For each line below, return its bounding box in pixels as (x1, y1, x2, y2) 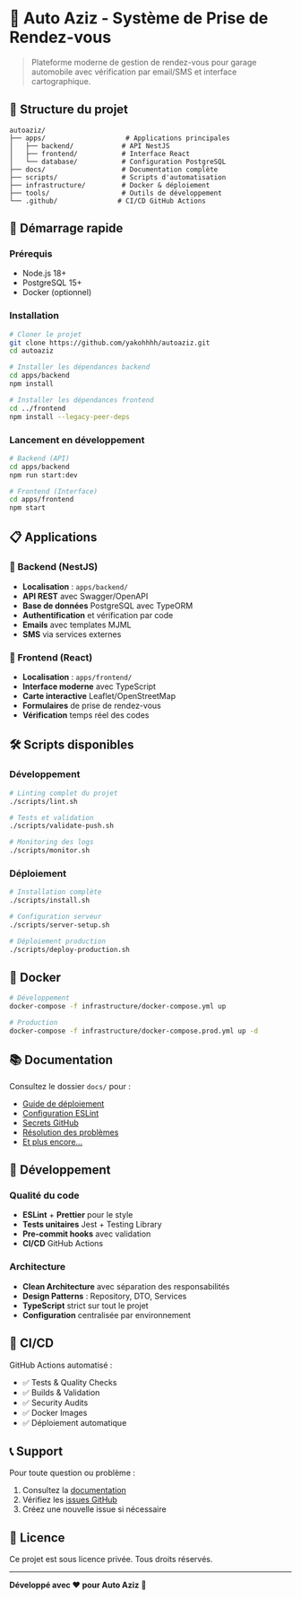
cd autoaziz (9, 346, 54, 355)
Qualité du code (9, 1189, 80, 1201)
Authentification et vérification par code (21, 609, 174, 620)
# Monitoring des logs (9, 838, 94, 847)
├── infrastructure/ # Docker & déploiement (9, 180, 211, 189)
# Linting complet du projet (9, 789, 118, 798)
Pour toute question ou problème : (9, 1467, 136, 1479)
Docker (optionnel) (21, 287, 92, 298)
